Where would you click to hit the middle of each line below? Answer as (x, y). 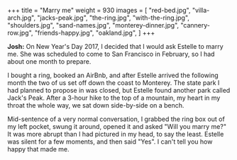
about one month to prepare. (49, 62)
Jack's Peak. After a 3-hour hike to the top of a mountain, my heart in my (114, 98)
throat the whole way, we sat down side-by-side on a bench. (96, 105)
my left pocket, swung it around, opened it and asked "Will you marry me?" (117, 126)
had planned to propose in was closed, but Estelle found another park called (119, 90)
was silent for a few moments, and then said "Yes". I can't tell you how (110, 142)
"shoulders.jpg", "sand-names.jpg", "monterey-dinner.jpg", (93, 25)
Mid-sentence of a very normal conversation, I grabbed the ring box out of (116, 119)
